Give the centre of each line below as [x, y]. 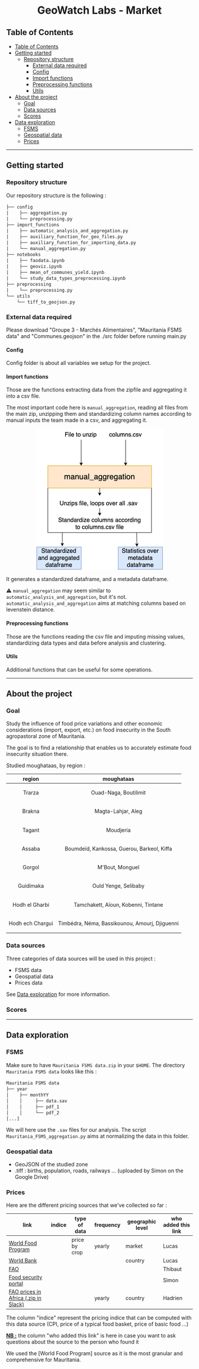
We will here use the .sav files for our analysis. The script [76, 1130]
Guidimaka [31, 886]
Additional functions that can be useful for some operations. [79, 670]
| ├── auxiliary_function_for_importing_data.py [71, 242]
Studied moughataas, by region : [46, 766]
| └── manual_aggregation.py [46, 248]
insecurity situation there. [37, 754]
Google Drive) [32, 1177]
